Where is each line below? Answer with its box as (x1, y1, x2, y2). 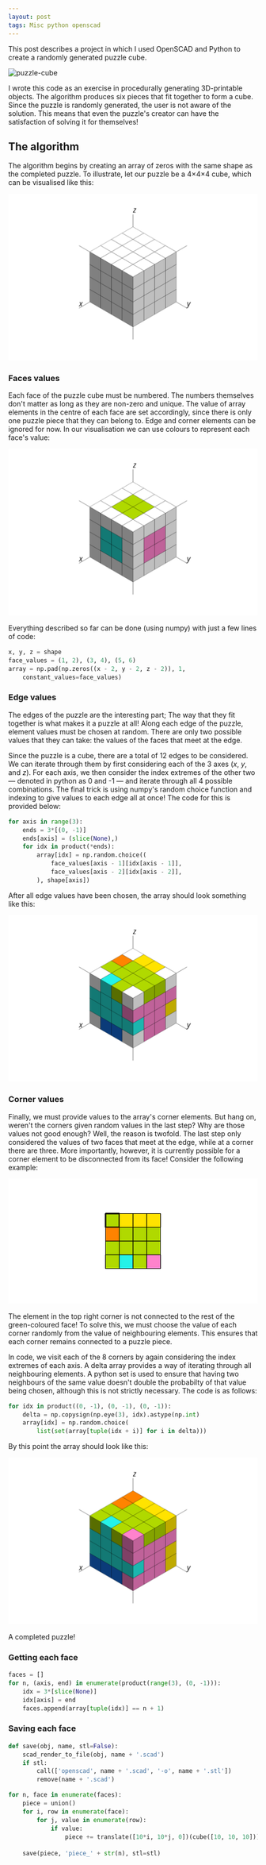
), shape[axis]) (36, 876, 90, 884)
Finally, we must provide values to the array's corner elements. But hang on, (8, 1112, 256, 1121)
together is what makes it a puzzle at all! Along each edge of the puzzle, (8, 719, 244, 728)
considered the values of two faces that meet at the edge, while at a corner (8, 1137, 254, 1146)
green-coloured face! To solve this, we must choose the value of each (8, 1320, 237, 1329)
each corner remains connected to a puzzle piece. (8, 1336, 173, 1346)
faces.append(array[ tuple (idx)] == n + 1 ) (22, 1704, 165, 1713)
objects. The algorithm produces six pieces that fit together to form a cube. (8, 91, 253, 101)
